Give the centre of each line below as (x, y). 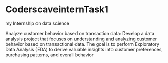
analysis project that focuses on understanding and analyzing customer (81, 39)
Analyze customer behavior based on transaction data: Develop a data (80, 33)
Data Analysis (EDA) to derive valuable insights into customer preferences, (84, 49)
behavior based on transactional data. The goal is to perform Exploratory (82, 44)
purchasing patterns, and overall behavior (50, 55)
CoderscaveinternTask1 (57, 9)
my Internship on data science (37, 23)
